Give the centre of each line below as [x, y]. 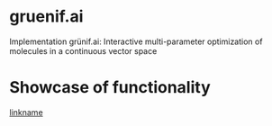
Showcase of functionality [110, 88]
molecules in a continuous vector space [83, 50]
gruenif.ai [46, 17]
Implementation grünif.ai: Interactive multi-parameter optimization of [136, 41]
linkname [26, 112]
